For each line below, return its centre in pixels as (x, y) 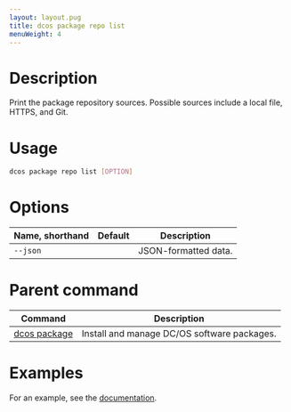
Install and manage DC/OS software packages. (179, 333)
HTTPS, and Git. (39, 112)
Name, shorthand (51, 236)
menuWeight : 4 (36, 34)
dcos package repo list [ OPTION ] (71, 172)
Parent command (74, 291)
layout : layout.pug (45, 17)
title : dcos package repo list (67, 26)
